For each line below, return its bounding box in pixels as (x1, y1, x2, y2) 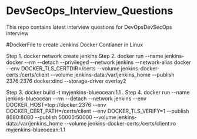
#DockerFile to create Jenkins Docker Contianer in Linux (6, 41, 143, 48)
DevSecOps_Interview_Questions (6, 4, 173, 18)
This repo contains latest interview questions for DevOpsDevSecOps (6, 23, 172, 30)
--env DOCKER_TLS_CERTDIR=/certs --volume (6, 65, 120, 72)
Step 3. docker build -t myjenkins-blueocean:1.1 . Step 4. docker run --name (6, 89, 190, 96)
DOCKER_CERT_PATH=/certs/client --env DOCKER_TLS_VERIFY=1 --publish (6, 107, 189, 114)
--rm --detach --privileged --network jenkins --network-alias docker (24, 59, 191, 66)
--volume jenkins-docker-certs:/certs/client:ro (64, 120, 176, 127)
